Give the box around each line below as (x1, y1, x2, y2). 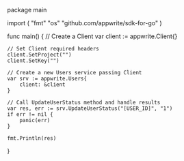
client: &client (19, 81, 66, 88)
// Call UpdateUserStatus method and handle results (7, 99, 161, 106)
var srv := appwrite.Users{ (7, 75, 88, 82)
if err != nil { (7, 111, 53, 118)
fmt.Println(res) (7, 135, 57, 142)
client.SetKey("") (7, 57, 60, 64)
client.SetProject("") (7, 51, 72, 58)
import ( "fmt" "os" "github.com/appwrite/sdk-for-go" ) (7, 19, 162, 27)
